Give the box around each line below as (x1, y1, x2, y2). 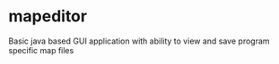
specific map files (8, 44, 74, 55)
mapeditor (8, 6, 87, 27)
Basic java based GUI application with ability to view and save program (8, 36, 270, 46)
